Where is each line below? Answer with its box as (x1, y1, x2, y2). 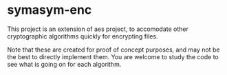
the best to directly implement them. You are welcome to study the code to (7, 52, 219, 61)
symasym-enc (7, 2, 92, 18)
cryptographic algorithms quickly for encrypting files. (7, 32, 158, 40)
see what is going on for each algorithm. (7, 60, 122, 68)
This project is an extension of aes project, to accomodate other (7, 25, 189, 33)
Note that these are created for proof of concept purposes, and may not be (7, 45, 220, 54)
